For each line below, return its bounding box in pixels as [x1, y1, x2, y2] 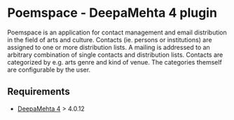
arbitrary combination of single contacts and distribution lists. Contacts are [7, 51, 223, 59]
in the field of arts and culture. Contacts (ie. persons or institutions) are [7, 35, 212, 44]
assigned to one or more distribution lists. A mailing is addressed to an [7, 43, 210, 51]
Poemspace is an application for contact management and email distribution [7, 28, 228, 36]
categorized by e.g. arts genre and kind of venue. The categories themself [7, 58, 222, 66]
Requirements [7, 86, 70, 98]
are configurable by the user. [7, 65, 91, 74]
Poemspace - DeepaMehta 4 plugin [7, 5, 217, 21]
